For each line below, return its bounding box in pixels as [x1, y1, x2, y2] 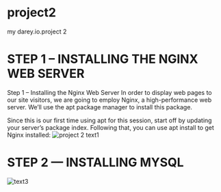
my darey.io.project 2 [7, 27, 67, 36]
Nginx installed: [7, 131, 51, 139]
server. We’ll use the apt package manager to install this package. [7, 102, 193, 111]
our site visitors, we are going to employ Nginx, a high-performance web [7, 96, 212, 104]
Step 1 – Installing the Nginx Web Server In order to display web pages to [7, 88, 212, 96]
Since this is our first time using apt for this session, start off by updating [7, 116, 212, 124]
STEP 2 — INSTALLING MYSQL [7, 155, 184, 170]
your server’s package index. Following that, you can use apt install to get [7, 123, 214, 131]
